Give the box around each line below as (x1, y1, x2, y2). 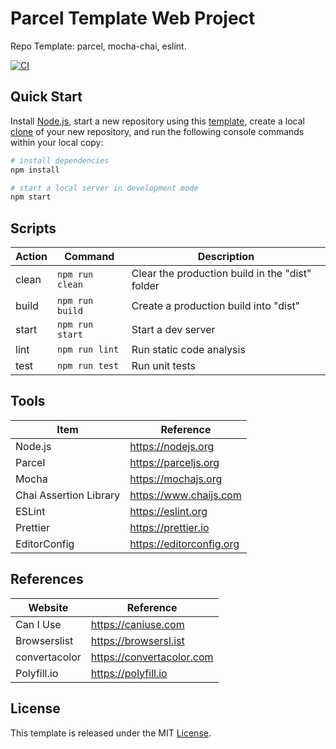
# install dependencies (10, 155, 110, 166)
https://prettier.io (129, 520, 210, 534)
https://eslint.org (129, 504, 208, 518)
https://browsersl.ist (90, 633, 185, 647)
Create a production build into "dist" (131, 299, 301, 313)
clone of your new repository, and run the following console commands (10, 125, 305, 137)
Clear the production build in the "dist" (131, 267, 312, 281)
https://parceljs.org (129, 455, 220, 469)
